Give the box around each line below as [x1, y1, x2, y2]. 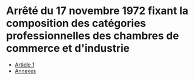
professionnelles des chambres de [6, 29, 179, 42]
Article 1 [14, 61, 35, 68]
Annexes [14, 67, 37, 74]
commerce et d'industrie [6, 42, 130, 55]
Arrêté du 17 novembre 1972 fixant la [6, 4, 189, 18]
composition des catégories [6, 16, 146, 30]
